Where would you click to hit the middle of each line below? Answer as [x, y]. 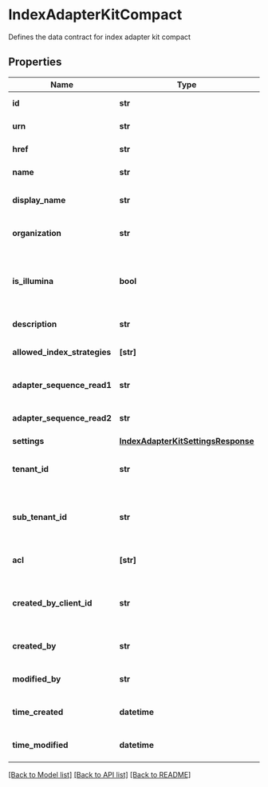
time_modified [40, 745]
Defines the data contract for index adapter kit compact [100, 37]
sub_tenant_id [40, 517]
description [35, 324]
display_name [39, 200]
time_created [38, 712]
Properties [35, 62]
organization [37, 233]
